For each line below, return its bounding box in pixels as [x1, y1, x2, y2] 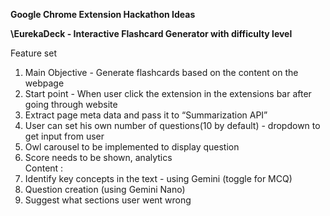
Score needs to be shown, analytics [24, 152, 173, 163]
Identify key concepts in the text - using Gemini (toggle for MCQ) [24, 173, 293, 184]
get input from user [24, 130, 105, 142]
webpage [24, 77, 65, 89]
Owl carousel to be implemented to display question [24, 141, 240, 153]
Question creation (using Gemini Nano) [24, 184, 186, 195]
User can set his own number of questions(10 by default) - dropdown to [24, 120, 321, 131]
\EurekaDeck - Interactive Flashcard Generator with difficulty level [10, 28, 293, 39]
